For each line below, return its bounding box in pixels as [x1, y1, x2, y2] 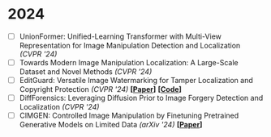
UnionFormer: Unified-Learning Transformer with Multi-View [19, 31, 222, 41]
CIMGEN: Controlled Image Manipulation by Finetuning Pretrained [19, 110, 239, 121]
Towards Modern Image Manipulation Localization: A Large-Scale [19, 58, 239, 67]
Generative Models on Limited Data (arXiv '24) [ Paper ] [19, 120, 203, 130]
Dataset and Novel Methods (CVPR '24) [19, 67, 153, 77]
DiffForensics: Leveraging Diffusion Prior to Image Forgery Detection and [19, 93, 264, 103]
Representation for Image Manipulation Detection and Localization [19, 41, 241, 50]
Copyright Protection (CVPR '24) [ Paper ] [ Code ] [19, 85, 182, 94]
